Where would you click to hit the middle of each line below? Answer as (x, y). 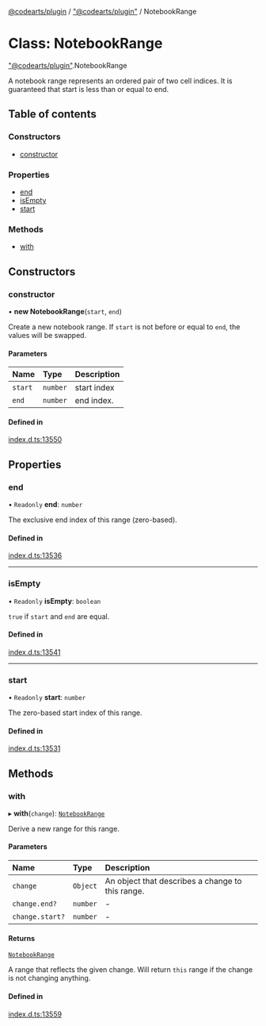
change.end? (35, 904)
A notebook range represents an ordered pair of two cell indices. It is (120, 81)
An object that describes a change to (173, 882)
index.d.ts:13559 (35, 1014)
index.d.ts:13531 (34, 748)
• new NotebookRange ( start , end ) (65, 311)
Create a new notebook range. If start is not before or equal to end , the (124, 327)
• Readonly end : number (46, 504)
